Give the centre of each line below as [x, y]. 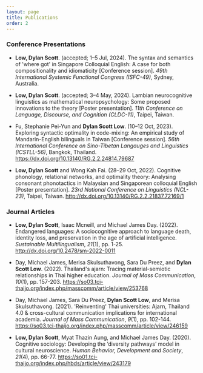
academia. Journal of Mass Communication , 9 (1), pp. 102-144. [93, 319]
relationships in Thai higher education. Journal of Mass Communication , [105, 275]
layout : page [23, 12]
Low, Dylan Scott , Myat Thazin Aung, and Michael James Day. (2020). [103, 337]
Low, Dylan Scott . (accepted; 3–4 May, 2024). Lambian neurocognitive [104, 95]
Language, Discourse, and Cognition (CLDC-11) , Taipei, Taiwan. [95, 114]
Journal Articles [31, 212]
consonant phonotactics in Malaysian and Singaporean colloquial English [106, 183]
